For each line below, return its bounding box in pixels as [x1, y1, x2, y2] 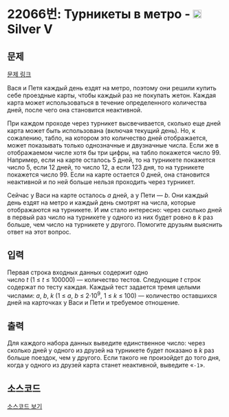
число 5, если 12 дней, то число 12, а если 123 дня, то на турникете [7, 163, 204, 171]
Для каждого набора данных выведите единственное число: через [7, 339, 206, 347]
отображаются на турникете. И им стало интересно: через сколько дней [7, 206, 222, 214]
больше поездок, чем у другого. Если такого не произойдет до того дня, [7, 354, 221, 362]
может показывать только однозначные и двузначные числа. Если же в [7, 141, 219, 149]
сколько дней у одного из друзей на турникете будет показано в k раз [7, 346, 215, 355]
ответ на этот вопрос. [7, 228, 72, 236]
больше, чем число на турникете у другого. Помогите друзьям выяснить [7, 221, 223, 228]
